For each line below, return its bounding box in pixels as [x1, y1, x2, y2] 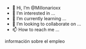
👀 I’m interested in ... [12, 10, 55, 16]
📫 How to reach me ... [12, 27, 60, 32]
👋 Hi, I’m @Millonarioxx [12, 5, 61, 11]
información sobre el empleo [5, 38, 65, 44]
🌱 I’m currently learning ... [12, 16, 67, 21]
